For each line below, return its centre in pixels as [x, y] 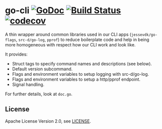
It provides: [16, 54]
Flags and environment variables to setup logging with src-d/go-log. [81, 74]
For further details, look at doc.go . [39, 94]
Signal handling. [28, 84]
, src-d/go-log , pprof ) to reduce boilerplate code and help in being [82, 40]
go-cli [17, 11]
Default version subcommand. [42, 69]
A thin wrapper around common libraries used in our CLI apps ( [68, 34]
